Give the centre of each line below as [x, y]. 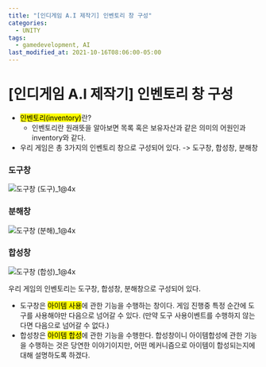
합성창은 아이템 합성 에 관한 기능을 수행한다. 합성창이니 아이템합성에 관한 [131, 335]
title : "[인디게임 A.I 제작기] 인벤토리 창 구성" [80, 15]
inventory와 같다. [58, 137]
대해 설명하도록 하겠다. [55, 355]
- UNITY [28, 30]
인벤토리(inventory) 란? [56, 118]
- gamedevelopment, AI [53, 45]
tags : [17, 38]
